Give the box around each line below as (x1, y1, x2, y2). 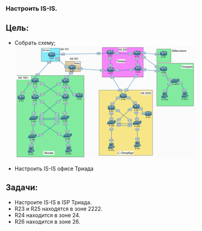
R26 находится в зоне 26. (14, 218, 80, 225)
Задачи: (5, 182, 38, 193)
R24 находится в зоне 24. (14, 211, 81, 219)
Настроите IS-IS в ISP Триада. (14, 198, 92, 206)
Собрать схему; (14, 39, 56, 46)
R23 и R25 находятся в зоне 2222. (14, 205, 103, 212)
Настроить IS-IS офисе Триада (14, 165, 94, 172)
